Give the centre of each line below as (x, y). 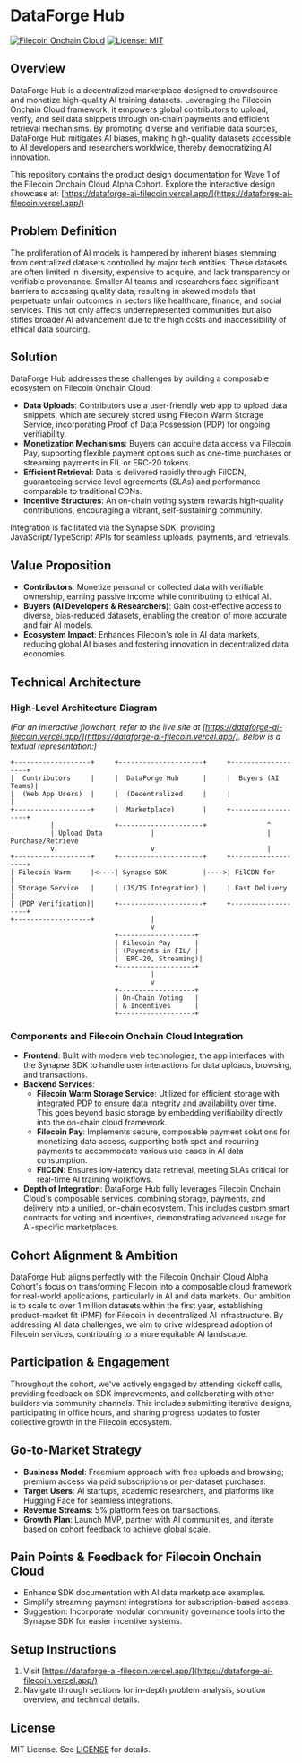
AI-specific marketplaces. (71, 1227)
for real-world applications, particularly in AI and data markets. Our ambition (151, 1296)
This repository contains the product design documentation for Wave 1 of (145, 174)
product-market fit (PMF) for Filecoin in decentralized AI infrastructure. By (147, 1315)
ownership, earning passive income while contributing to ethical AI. (147, 596)
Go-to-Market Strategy (76, 1450)
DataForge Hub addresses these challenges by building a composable (140, 378)
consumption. (62, 1160)
